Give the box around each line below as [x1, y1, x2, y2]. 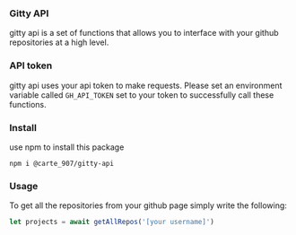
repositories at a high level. [9, 37, 109, 48]
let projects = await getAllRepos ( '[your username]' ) [9, 218, 215, 227]
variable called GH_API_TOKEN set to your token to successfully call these [9, 89, 274, 100]
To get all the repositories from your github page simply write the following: [9, 200, 287, 211]
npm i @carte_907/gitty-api [9, 159, 115, 168]
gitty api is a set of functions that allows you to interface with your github [9, 28, 280, 39]
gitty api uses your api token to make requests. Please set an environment [9, 80, 283, 91]
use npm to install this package [9, 142, 125, 152]
